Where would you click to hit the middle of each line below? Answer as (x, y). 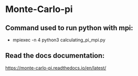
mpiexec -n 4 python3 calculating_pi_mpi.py (59, 40)
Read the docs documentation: (55, 56)
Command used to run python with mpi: (69, 28)
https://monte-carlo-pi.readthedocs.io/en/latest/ (56, 68)
